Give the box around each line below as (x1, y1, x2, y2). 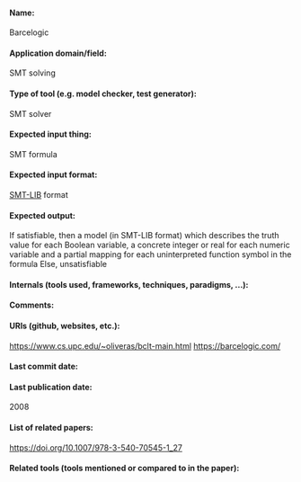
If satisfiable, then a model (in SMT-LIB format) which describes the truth (9, 230, 279, 241)
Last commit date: (9, 361, 78, 372)
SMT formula (9, 148, 58, 159)
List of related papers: (9, 423, 94, 433)
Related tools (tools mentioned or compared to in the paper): (9, 463, 240, 474)
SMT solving (9, 67, 56, 78)
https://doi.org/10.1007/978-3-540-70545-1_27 (9, 442, 182, 453)
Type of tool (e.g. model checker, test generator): (9, 88, 198, 99)
